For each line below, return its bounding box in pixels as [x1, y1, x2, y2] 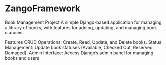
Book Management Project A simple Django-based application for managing [5, 19, 162, 25]
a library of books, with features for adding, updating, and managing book [5, 24, 157, 30]
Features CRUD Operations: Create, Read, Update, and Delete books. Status [5, 39, 162, 45]
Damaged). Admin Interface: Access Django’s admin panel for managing [5, 50, 154, 56]
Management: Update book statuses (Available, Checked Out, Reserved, [5, 44, 154, 50]
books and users [5, 55, 40, 61]
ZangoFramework [5, 3, 81, 14]
